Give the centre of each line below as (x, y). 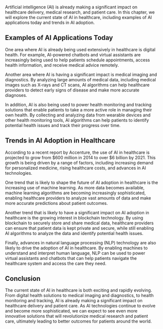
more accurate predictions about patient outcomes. (56, 203)
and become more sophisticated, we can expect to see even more (71, 311)
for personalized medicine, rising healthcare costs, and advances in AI (76, 168)
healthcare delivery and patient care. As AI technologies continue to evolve (80, 306)
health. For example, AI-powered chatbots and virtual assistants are (73, 55)
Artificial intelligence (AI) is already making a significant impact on (71, 7)
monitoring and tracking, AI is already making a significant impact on (74, 301)
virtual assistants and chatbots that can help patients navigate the (71, 258)
